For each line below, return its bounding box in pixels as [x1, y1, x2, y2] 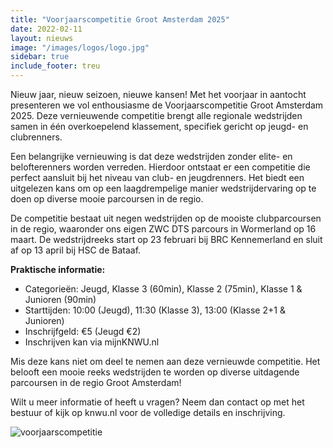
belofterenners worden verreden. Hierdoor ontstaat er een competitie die [10, 161, 311, 173]
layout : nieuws [10, 33, 74, 43]
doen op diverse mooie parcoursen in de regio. [10, 193, 204, 205]
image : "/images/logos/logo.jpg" [10, 42, 150, 53]
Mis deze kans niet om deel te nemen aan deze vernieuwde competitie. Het [10, 356, 321, 367]
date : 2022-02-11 [10, 24, 83, 34]
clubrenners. [10, 131, 63, 143]
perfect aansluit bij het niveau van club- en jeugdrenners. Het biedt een [10, 172, 305, 183]
